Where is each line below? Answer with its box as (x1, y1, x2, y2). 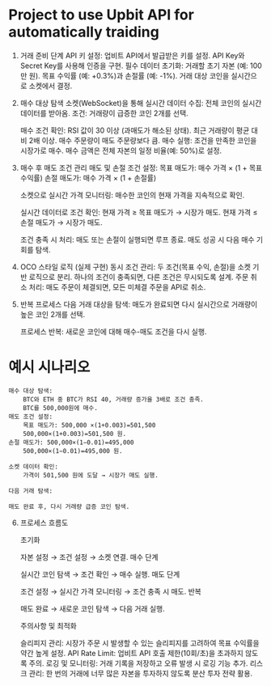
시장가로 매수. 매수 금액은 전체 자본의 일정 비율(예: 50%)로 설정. (19, 146, 222, 155)
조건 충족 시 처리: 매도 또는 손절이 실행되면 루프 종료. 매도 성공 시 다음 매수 (19, 235, 255, 244)
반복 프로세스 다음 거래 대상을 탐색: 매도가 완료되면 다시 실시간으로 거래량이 (19, 299, 258, 309)
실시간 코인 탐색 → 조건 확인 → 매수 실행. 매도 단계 (19, 569, 180, 579)
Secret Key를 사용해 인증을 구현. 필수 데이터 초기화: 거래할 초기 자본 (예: (19, 61, 248, 70)
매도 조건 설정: (8, 413, 53, 421)
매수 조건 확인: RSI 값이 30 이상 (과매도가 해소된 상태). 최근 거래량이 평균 (19, 125, 250, 135)
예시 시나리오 (8, 358, 91, 377)
